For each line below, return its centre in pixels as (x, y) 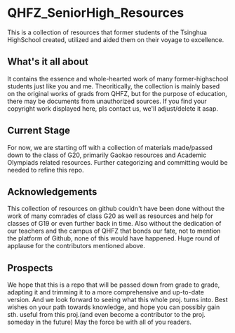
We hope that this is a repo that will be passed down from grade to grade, (114, 285)
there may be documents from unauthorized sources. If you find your (107, 101)
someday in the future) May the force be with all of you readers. (99, 322)
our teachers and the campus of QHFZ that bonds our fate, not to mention (114, 231)
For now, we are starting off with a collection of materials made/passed (110, 147)
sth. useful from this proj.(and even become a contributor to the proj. (106, 315)
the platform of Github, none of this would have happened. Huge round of (114, 238)
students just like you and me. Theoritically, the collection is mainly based (114, 86)
